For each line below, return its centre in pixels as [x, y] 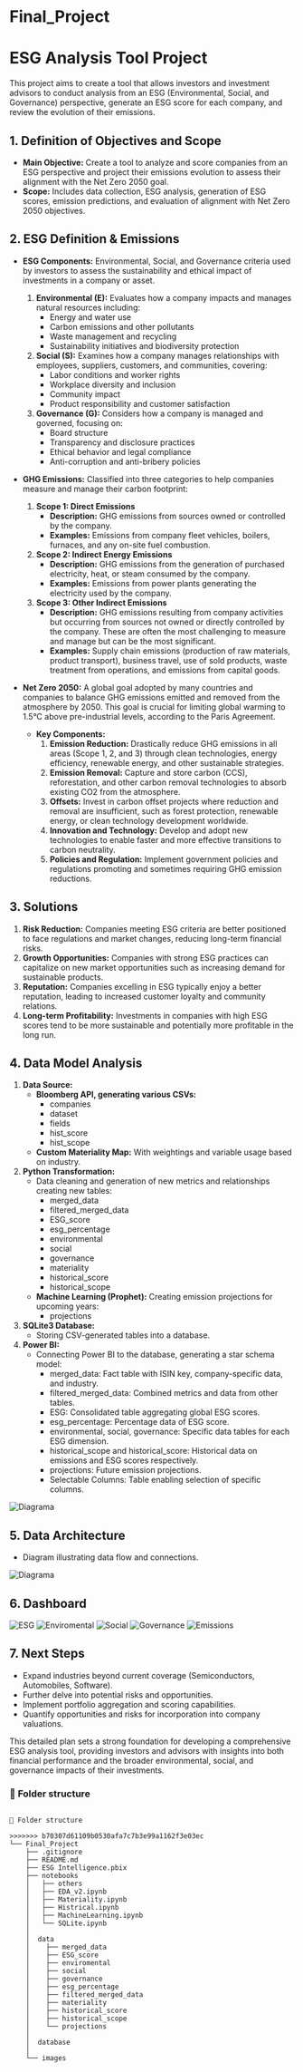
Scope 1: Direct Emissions [85, 506]
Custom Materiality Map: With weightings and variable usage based [164, 1152]
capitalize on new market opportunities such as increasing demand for [154, 967]
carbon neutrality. [82, 849]
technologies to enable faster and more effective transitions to [166, 839]
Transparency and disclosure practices [122, 442]
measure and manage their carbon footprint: [105, 489]
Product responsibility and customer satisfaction [140, 403]
